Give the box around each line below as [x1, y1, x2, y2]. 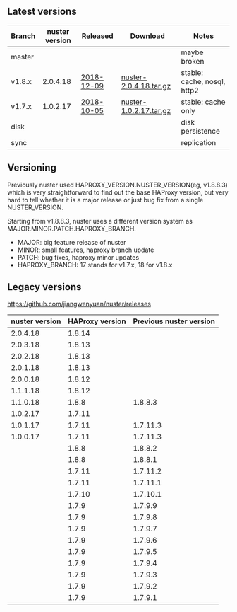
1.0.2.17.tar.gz [121, 105, 171, 115]
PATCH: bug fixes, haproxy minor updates [17, 253, 140, 261]
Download [130, 31, 166, 41]
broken [181, 56, 205, 66]
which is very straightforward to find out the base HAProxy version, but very [7, 187, 229, 197]
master [11, 52, 34, 62]
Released [81, 31, 114, 41]
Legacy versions [7, 281, 82, 293]
